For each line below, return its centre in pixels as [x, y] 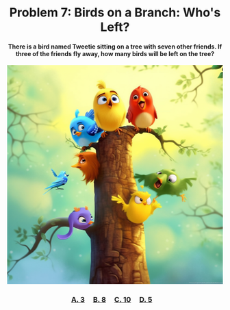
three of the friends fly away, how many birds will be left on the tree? [115, 53]
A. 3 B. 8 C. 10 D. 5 [112, 300]
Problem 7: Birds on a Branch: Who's [115, 13]
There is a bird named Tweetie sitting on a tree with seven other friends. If [115, 47]
